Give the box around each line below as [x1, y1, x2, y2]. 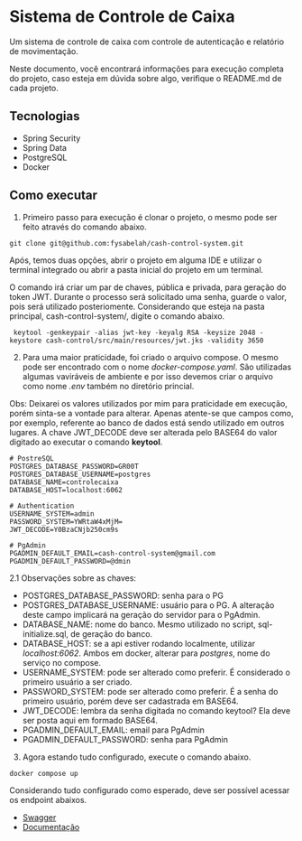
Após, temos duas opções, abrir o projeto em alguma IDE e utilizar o [9, 255, 262, 266]
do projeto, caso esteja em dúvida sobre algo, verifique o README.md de [9, 72, 282, 83]
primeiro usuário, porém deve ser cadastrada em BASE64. [22, 696, 239, 706]
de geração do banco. [70, 628, 153, 639]
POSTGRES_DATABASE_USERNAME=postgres [9, 470, 151, 479]
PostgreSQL [22, 152, 68, 163]
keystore [9, 336, 42, 345]
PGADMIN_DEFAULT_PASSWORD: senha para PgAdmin [22, 734, 228, 744]
